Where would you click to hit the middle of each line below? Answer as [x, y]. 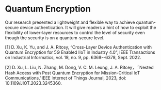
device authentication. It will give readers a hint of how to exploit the [88, 27]
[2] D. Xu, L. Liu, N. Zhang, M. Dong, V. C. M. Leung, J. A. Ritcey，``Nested [79, 67]
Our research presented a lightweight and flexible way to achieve [70, 22]
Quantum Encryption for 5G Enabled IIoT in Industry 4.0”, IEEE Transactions [80, 52]
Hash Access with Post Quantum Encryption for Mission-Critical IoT [72, 73]
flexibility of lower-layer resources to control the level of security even [75, 32]
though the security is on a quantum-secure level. [55, 38]
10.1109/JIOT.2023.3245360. [33, 83]
